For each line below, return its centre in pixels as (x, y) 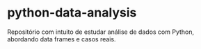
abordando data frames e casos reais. (62, 39)
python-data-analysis (72, 13)
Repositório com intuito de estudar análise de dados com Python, (101, 32)
